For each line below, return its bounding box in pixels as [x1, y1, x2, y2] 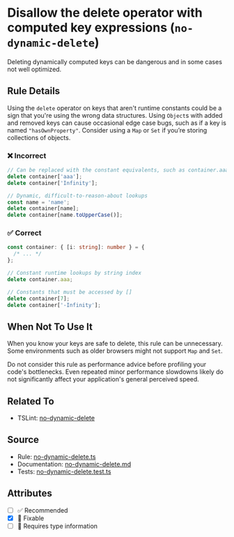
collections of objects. [7, 133, 71, 142]
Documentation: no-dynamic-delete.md [17, 460, 131, 468]
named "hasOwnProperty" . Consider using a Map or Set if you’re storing [7, 126, 208, 134]
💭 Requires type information [17, 522, 98, 530]
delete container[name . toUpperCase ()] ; [7, 211, 123, 219]
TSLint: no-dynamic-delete [17, 414, 95, 423]
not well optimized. [7, 65, 62, 73]
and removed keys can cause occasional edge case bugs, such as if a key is [7, 119, 226, 127]
